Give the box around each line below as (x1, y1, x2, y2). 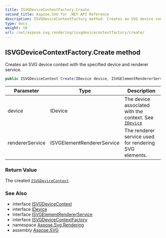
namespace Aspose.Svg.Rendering (12, 222, 84, 228)
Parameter (14, 87, 40, 94)
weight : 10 (5, 26, 28, 31)
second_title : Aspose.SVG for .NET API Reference (5, 12, 110, 17)
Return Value (5, 166, 37, 173)
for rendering (124, 139, 155, 146)
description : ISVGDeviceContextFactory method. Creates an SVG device (5, 16, 154, 21)
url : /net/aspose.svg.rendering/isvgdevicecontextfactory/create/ (5, 30, 145, 35)
